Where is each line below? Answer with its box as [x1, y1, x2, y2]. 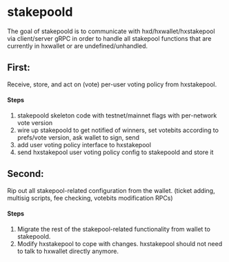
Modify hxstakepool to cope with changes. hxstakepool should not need [17, 239, 223, 247]
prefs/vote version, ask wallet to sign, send [17, 133, 140, 142]
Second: [7, 168, 44, 180]
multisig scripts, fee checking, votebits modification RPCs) [7, 194, 174, 202]
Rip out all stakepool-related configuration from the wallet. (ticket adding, [7, 186, 215, 194]
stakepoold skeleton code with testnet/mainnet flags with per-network [17, 111, 217, 120]
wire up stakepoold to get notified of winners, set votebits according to [17, 126, 219, 134]
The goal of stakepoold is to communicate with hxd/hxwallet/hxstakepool [7, 27, 215, 35]
